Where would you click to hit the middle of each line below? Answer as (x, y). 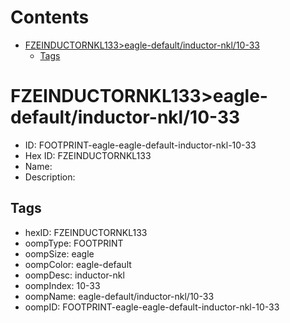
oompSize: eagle (59, 253)
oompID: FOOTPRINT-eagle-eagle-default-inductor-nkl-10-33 (152, 307)
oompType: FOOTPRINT (74, 243)
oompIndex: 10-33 (62, 285)
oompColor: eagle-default (78, 264)
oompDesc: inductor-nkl (74, 275)
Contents (50, 17)
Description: (50, 177)
